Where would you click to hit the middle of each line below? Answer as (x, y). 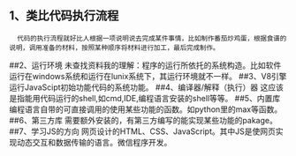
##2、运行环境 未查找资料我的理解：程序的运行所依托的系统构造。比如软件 (145, 65)
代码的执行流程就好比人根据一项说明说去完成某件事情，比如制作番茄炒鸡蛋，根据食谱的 (152, 38)
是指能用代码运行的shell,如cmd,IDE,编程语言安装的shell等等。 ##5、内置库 (145, 98)
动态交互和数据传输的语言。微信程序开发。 (94, 142)
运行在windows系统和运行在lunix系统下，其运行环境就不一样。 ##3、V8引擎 (148, 76)
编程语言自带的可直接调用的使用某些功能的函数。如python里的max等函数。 (146, 109)
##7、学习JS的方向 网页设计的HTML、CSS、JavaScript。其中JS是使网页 (142, 131)
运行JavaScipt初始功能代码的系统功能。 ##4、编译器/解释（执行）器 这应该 (147, 87)
